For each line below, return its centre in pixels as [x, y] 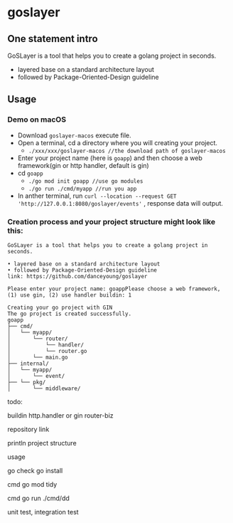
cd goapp [31, 173]
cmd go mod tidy [32, 484]
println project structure [42, 443]
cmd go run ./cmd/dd [38, 498]
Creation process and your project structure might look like [111, 221]
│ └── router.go [47, 351]
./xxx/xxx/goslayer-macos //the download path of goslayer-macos [127, 151]
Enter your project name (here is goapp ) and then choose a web [110, 158]
